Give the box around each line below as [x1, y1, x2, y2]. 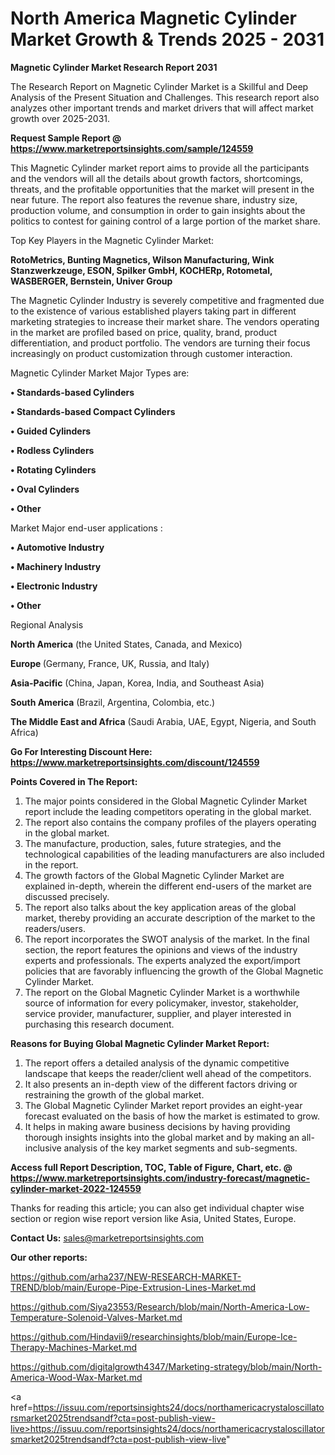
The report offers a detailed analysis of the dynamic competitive [24, 1057, 290, 1069]
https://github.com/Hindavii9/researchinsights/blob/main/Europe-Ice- [10, 1330, 298, 1342]
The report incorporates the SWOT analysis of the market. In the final [24, 933, 310, 945]
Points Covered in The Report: [10, 775, 138, 787]
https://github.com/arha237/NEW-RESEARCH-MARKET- [10, 1270, 242, 1282]
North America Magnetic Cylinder [10, 7, 297, 30]
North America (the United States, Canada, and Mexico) [10, 638, 243, 650]
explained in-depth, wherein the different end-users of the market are [24, 880, 312, 892]
